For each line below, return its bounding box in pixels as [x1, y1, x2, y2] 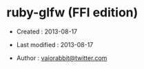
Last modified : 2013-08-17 [16, 40, 94, 49]
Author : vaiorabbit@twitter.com [16, 53, 107, 62]
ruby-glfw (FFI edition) [6, 5, 138, 20]
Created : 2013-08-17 [16, 27, 78, 36]
